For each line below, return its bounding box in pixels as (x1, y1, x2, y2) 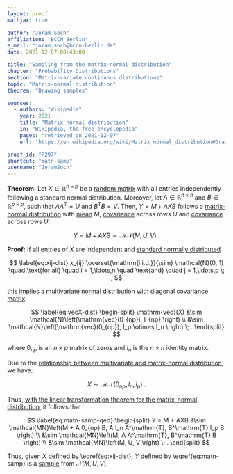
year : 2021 (19, 113, 51, 120)
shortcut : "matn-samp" (7, 157, 73, 164)
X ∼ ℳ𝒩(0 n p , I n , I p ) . (87, 380, 146, 390)
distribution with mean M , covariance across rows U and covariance (28, 210, 223, 219)
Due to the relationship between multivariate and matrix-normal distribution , (7, 358, 224, 367)
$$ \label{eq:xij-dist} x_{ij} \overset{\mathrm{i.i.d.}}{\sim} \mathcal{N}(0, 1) (9, 259, 224, 267)
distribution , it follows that (7, 402, 82, 411)
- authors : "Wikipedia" (13, 106, 82, 113)
